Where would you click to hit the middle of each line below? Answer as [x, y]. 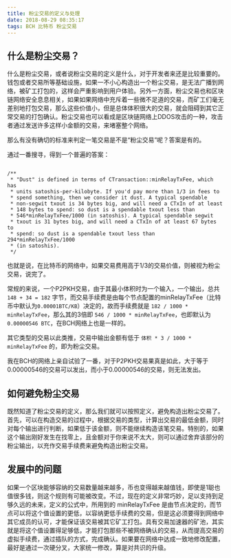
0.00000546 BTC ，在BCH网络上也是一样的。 [68, 323]
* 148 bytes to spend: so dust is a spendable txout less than [102, 210]
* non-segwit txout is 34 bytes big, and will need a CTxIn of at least [117, 204]
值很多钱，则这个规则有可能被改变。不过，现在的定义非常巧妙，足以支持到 [112, 495]
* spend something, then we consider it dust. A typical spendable [109, 198]
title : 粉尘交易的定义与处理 [44, 13]
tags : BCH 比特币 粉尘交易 [42, 26]
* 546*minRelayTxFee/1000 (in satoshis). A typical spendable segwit [112, 216]
